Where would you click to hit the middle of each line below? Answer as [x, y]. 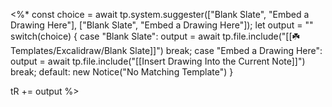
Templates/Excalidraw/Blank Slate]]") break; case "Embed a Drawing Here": [166, 50]
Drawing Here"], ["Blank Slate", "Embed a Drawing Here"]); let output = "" [162, 25]
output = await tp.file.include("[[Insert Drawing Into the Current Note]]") [158, 61]
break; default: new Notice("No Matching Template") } [122, 72]
